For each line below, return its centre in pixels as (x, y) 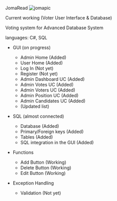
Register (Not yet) (39, 74)
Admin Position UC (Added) (49, 95)
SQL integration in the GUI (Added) (57, 142)
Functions (23, 152)
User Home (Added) (41, 63)
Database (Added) (40, 126)
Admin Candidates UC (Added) (53, 101)
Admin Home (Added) (43, 57)
